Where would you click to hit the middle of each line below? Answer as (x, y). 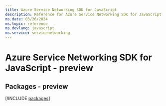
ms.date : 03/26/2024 (27, 19)
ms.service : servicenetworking (38, 33)
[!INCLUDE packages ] (28, 98)
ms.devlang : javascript (30, 28)
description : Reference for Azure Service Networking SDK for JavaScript (83, 14)
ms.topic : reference (27, 24)
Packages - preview (37, 86)
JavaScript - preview (49, 68)
